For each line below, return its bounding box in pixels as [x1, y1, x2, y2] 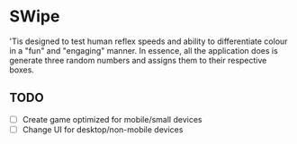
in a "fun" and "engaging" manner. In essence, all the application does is [9, 45, 279, 55]
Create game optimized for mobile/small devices [22, 114, 202, 124]
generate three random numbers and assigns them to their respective [9, 55, 267, 65]
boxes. [9, 64, 34, 75]
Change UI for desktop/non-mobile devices [22, 123, 184, 135]
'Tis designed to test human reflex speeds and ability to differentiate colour [9, 36, 288, 47]
